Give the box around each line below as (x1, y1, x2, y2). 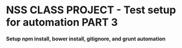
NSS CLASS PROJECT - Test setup (6, 3, 176, 17)
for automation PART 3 (6, 16, 118, 29)
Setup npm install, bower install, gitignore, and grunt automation (6, 35, 166, 42)
